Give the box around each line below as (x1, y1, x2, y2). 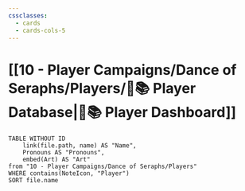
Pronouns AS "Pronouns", (22, 149, 105, 157)
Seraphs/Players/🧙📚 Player (8, 79, 196, 97)
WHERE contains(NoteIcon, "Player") (8, 170, 130, 177)
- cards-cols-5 (15, 26, 66, 34)
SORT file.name (8, 177, 59, 185)
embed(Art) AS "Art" (22, 156, 91, 164)
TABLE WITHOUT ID (8, 134, 66, 143)
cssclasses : (8, 11, 48, 20)
